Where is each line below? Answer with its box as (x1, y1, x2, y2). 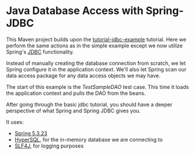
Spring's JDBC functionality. (6, 48, 74, 55)
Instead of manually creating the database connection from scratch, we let (6, 60, 186, 67)
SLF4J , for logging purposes (14, 142, 84, 149)
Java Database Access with (6, 4, 143, 18)
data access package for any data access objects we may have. (6, 72, 161, 79)
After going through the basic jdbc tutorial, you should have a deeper (6, 101, 173, 108)
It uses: (6, 118, 24, 125)
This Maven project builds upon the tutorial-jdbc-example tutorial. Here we (6, 36, 186, 43)
